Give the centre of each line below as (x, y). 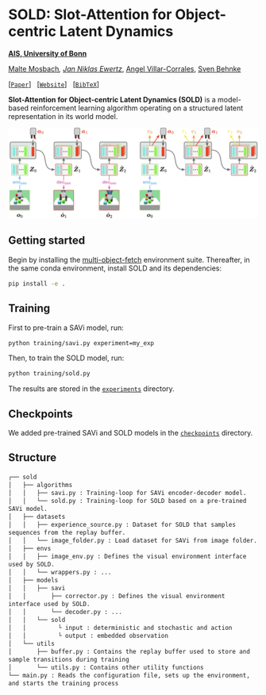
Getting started (47, 241)
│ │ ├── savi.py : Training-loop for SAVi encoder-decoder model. (127, 493)
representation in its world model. (63, 116)
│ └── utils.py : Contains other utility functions (106, 667)
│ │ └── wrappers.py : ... (60, 572)
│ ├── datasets (37, 516)
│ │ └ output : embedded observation (89, 635)
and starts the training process (64, 683)
